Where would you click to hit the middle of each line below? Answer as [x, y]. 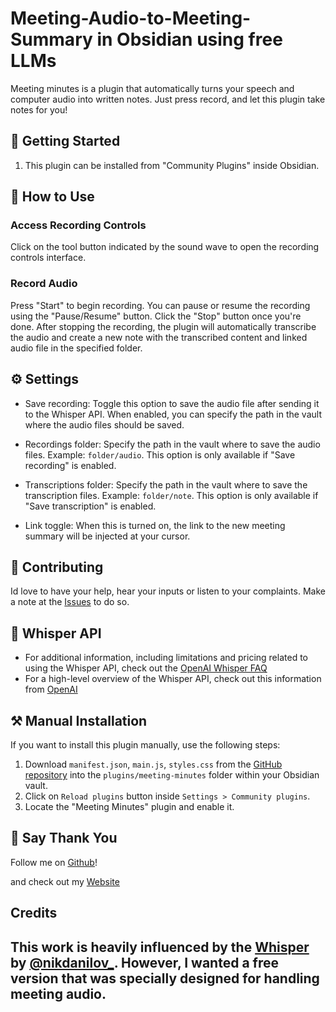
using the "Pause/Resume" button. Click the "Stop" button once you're [156, 316]
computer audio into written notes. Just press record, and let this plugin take [168, 99]
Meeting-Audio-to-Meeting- [131, 18]
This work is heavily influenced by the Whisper [160, 947]
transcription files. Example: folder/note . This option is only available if [171, 495]
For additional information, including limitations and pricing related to [166, 658]
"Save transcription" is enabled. [90, 506]
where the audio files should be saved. [104, 424]
